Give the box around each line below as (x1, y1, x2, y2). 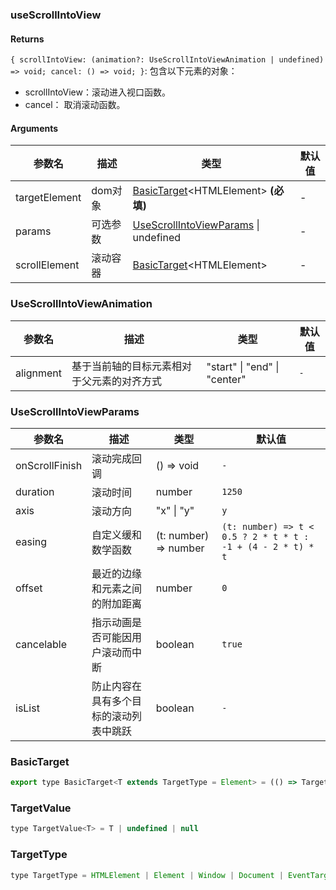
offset (15, 581, 43, 595)
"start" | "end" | (206, 359, 280, 373)
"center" (206, 372, 247, 386)
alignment (15, 366, 63, 380)
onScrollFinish (15, 458, 83, 472)
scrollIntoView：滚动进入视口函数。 (24, 86, 171, 98)
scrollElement (15, 258, 80, 272)
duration (15, 484, 55, 498)
